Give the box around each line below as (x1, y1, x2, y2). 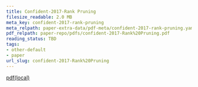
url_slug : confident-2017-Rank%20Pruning (6, 58, 110, 63)
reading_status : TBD (6, 36, 57, 42)
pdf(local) (6, 74, 30, 81)
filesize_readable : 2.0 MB (6, 14, 72, 20)
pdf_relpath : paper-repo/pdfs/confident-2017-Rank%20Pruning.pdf (6, 31, 170, 36)
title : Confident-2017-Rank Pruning (6, 8, 96, 15)
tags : (6, 42, 19, 48)
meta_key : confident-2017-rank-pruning (6, 19, 104, 25)
